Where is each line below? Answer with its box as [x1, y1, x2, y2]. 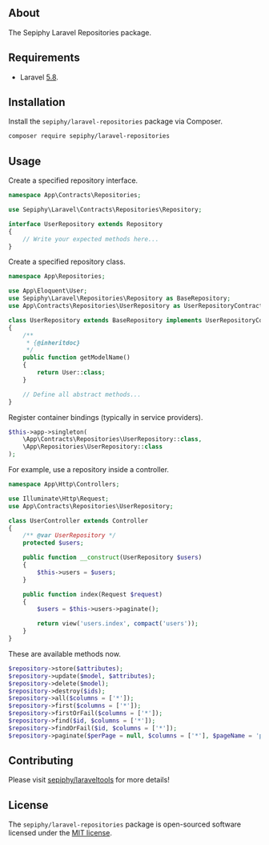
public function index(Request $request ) [22, 590, 163, 598]
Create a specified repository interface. [8, 176, 139, 185]
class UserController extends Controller [8, 516, 149, 524]
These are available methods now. [8, 649, 122, 658]
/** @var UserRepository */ [22, 532, 116, 540]
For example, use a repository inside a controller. [8, 465, 170, 474]
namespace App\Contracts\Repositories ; [8, 192, 142, 200]
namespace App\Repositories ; [8, 273, 106, 281]
